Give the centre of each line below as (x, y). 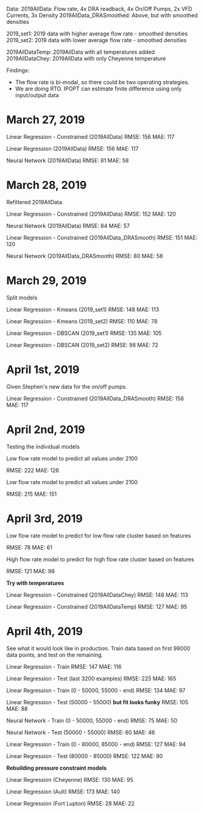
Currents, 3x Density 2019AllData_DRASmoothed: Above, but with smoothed (102, 15)
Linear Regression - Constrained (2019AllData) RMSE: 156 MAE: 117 (90, 136)
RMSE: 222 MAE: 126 (33, 470)
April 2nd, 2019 (46, 429)
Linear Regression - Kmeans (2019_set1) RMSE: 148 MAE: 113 (83, 309)
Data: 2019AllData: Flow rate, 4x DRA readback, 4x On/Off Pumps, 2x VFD (99, 9)
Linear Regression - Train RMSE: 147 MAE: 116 (64, 666)
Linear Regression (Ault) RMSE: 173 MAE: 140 (63, 792)
